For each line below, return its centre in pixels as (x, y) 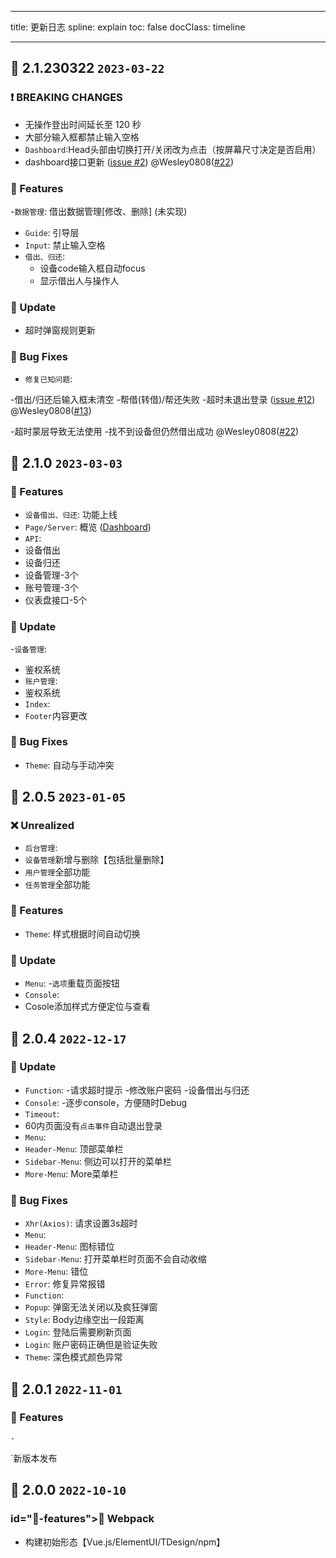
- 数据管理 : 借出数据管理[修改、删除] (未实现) (99, 211)
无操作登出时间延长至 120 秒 (83, 124)
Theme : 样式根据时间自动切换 (82, 933)
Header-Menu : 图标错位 (69, 1247)
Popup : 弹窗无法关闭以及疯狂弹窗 (91, 1307)
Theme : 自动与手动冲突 (69, 765)
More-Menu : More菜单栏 (71, 1173)
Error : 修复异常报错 (65, 1284)
